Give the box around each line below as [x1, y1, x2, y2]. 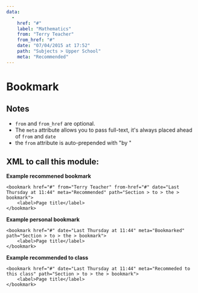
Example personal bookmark [6, 216, 80, 224]
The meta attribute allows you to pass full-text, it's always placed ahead [14, 126, 193, 134]
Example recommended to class [6, 254, 89, 262]
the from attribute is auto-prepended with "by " [14, 139, 132, 146]
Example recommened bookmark [6, 173, 92, 180]
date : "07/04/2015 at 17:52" [17, 43, 91, 49]
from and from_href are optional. [14, 120, 95, 127]
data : [6, 8, 20, 15]
